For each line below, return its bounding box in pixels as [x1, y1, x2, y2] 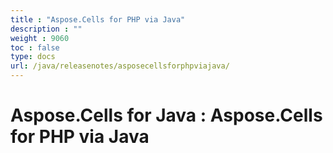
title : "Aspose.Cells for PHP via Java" [10, 14, 186, 25]
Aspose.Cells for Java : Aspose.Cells [10, 104, 323, 127]
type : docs [10, 52, 56, 62]
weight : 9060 [10, 33, 70, 43]
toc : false [10, 42, 60, 53]
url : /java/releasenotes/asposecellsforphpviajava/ [10, 61, 230, 71]
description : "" [10, 24, 83, 34]
